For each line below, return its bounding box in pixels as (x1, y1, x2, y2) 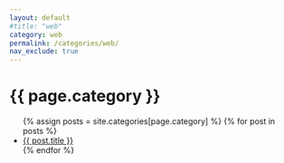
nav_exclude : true (9, 47, 79, 56)
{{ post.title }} (22, 135, 74, 146)
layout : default (9, 13, 71, 23)
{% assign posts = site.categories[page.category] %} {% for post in (22, 116, 276, 127)
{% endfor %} (22, 145, 75, 156)
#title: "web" (9, 22, 63, 31)
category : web (9, 30, 63, 39)
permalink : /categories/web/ (9, 38, 119, 48)
